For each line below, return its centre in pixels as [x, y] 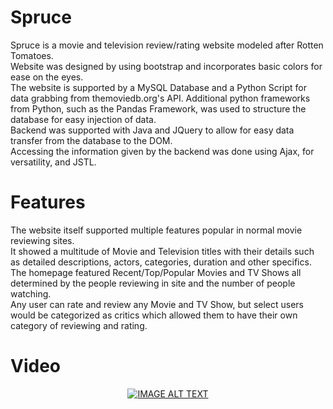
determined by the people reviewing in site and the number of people [153, 283]
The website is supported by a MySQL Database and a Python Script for [158, 87]
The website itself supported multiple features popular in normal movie [156, 230]
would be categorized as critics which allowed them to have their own [154, 315]
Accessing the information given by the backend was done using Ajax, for [162, 151]
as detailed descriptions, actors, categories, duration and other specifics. [161, 262]
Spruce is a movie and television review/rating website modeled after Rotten [167, 45]
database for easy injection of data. [83, 119]
